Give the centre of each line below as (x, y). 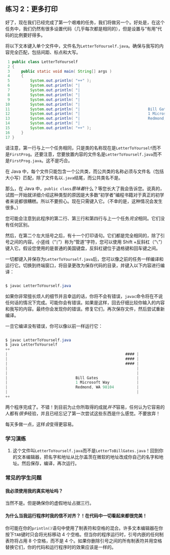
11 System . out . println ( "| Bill (81, 109)
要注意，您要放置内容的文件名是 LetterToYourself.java (96, 154)
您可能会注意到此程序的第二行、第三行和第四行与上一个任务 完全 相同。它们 (83, 218)
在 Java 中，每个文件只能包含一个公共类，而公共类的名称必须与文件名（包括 (85, 171)
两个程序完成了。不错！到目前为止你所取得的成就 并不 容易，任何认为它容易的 (85, 407)
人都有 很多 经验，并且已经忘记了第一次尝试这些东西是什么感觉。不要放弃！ (83, 413)
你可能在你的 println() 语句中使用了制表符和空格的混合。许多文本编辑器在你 (84, 528)
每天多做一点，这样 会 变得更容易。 (41, 424)
